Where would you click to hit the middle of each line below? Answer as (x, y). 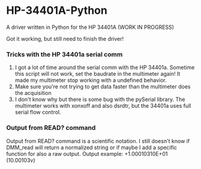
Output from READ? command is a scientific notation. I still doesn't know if (98, 141)
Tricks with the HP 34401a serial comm (64, 54)
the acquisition (33, 93)
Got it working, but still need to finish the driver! (65, 38)
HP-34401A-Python (57, 11)
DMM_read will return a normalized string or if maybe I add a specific (92, 147)
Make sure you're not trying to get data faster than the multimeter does (103, 87)
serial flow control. (38, 112)
